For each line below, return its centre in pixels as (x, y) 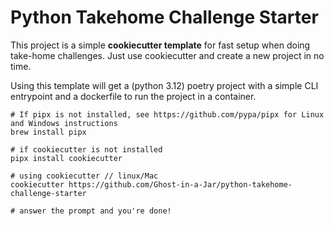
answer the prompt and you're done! (95, 211)
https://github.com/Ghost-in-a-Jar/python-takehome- (180, 184)
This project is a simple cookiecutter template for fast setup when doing (160, 45)
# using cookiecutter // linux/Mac (84, 176)
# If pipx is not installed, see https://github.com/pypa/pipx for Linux (167, 114)
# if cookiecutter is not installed (86, 149)
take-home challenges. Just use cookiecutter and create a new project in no (167, 55)
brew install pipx (48, 132)
